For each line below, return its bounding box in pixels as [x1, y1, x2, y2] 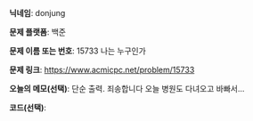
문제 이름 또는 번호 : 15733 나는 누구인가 [9, 45, 147, 56]
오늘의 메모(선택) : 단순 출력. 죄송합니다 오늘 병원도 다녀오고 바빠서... [9, 84, 245, 93]
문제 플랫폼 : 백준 [9, 27, 67, 37]
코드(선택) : [9, 102, 47, 113]
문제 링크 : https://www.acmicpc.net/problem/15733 [9, 65, 195, 75]
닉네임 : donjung [9, 8, 66, 18]
